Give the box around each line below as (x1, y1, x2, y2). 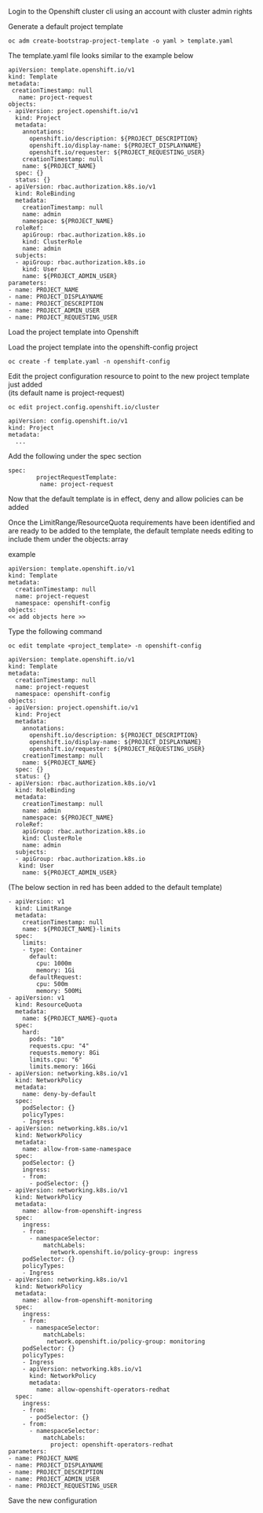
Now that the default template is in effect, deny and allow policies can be (8, 494, 244, 504)
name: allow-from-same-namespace (22, 1145, 132, 1153)
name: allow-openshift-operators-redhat (36, 1386, 170, 1394)
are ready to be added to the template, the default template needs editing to (8, 526, 254, 535)
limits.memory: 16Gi (28, 1063, 97, 1071)
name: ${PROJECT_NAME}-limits (22, 925, 122, 933)
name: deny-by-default (22, 1090, 97, 1098)
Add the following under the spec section (8, 452, 142, 460)
